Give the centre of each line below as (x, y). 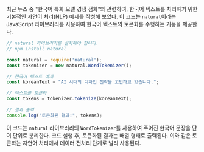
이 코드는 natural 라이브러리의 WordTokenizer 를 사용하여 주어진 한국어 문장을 (98, 128)
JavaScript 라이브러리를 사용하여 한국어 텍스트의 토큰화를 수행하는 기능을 (94, 24)
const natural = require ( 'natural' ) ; (54, 60)
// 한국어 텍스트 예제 (30, 77)
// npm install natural (37, 49)
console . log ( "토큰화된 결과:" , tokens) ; (54, 115)
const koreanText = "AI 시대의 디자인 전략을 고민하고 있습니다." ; (83, 82)
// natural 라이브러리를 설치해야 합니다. (53, 43)
